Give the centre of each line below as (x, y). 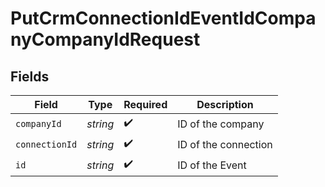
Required (145, 104)
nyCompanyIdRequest (105, 39)
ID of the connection (225, 144)
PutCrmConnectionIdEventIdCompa (163, 18)
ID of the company (221, 124)
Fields (30, 76)
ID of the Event (212, 165)
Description (225, 104)
